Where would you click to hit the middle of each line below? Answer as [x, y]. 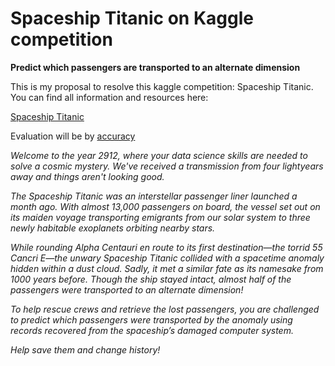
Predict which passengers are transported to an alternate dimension [155, 67]
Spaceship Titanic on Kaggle [132, 18]
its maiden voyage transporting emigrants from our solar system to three [160, 217]
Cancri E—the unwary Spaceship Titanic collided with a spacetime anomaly [167, 258]
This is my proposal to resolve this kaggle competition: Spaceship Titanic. [162, 86]
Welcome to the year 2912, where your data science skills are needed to [159, 155]
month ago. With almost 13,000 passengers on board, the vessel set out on [165, 206]
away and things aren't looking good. [87, 176]
